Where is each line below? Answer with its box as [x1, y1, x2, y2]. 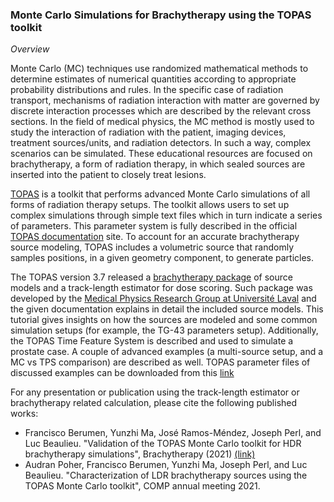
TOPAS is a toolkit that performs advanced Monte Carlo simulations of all [10, 188, 311, 200]
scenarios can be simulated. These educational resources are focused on [10, 148, 313, 160]
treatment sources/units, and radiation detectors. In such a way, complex [10, 137, 312, 149]
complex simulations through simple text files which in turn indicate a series [10, 209, 323, 222]
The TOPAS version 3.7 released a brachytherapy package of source [10, 271, 293, 283]
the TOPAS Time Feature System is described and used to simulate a [10, 335, 294, 347]
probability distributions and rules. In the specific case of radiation [10, 84, 284, 96]
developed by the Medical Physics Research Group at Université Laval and [10, 293, 317, 305]
